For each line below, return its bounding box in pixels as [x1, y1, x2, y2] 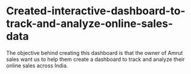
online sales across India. [6, 61, 68, 69]
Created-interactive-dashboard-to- [6, 4, 186, 18]
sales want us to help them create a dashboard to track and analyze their [6, 55, 185, 63]
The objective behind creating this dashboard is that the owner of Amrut [6, 49, 183, 56]
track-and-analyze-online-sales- [6, 17, 174, 30]
